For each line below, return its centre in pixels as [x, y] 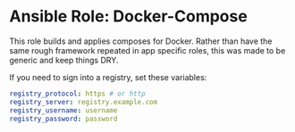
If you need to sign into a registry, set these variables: [108, 77]
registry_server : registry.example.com [84, 102]
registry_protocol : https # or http [77, 94]
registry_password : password [63, 119]
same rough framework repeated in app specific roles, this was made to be [147, 50]
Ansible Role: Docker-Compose [128, 16]
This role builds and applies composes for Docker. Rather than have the [141, 41]
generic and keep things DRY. [64, 60]
